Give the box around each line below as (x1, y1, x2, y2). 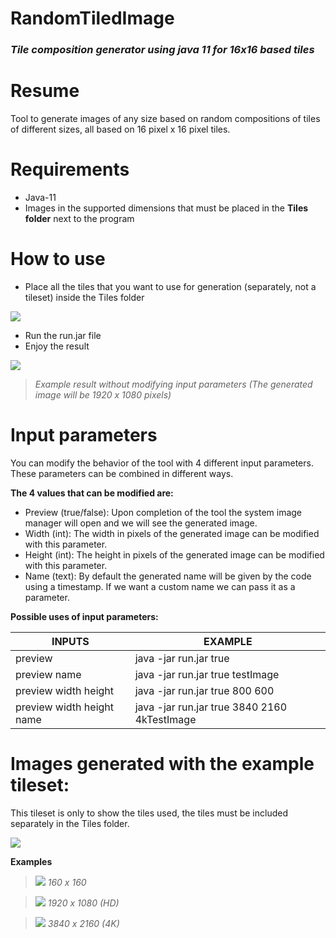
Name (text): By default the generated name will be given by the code (24, 570, 312, 582)
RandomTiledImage (10, 7, 175, 30)
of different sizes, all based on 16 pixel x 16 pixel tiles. (10, 123, 231, 136)
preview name (15, 667, 82, 681)
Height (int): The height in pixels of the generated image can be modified (24, 548, 325, 561)
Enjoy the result (24, 340, 90, 352)
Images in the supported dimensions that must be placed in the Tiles (24, 202, 309, 214)
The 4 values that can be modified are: (10, 487, 174, 499)
